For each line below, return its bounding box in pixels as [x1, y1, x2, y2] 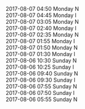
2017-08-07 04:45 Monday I [5, 12, 77, 19]
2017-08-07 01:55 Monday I [5, 38, 75, 44]
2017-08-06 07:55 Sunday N [5, 83, 77, 90]
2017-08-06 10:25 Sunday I [5, 63, 74, 71]
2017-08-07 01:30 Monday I [5, 51, 75, 57]
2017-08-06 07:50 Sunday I [5, 90, 75, 96]
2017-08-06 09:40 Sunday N [5, 70, 78, 77]
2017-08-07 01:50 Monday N [5, 44, 78, 51]
